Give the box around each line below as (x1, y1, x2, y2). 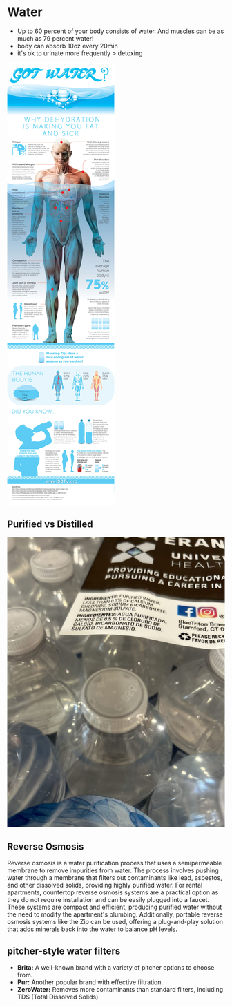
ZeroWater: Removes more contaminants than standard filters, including (17, 986, 224, 994)
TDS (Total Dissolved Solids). (17, 992, 100, 1001)
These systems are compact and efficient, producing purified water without (7, 903, 222, 912)
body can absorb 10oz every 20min (17, 41, 119, 50)
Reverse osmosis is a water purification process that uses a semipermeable (7, 859, 222, 867)
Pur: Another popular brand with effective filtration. (17, 978, 164, 986)
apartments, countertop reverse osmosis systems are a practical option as (7, 888, 219, 896)
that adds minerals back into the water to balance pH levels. (7, 925, 177, 933)
